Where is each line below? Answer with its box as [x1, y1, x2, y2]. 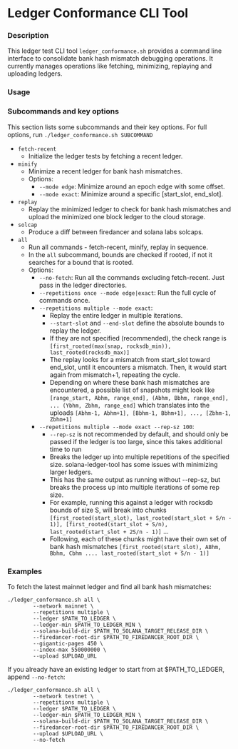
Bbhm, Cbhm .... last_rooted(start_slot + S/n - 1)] [49, 550, 210, 557]
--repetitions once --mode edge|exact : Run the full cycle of [38, 288, 217, 297]
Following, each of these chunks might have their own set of [49, 534, 227, 543]
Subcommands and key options [7, 106, 120, 116]
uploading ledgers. [7, 69, 63, 78]
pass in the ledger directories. [38, 281, 127, 289]
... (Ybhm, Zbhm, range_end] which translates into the [49, 401, 210, 409]
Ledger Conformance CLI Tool [7, 5, 189, 21]
